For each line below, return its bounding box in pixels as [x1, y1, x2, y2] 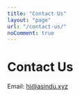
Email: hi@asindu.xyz [7, 82, 68, 91]
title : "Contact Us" [7, 10, 67, 17]
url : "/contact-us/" [7, 23, 67, 30]
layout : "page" [7, 17, 51, 24]
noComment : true [7, 29, 54, 37]
